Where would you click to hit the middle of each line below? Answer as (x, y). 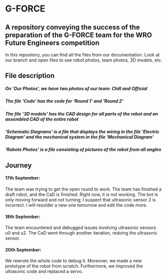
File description (30, 76)
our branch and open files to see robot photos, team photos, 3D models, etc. (84, 60)
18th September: (23, 216)
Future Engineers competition (52, 43)
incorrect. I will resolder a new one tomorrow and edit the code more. (76, 205)
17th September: (23, 178)
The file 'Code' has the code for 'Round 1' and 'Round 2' (64, 101)
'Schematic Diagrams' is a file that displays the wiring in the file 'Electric (82, 132)
